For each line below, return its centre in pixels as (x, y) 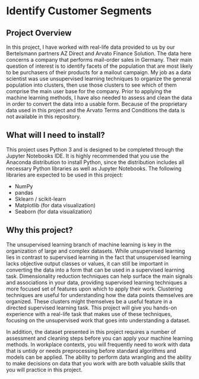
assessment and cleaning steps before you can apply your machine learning (99, 338)
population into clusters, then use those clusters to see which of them (91, 85)
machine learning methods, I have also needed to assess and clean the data (99, 97)
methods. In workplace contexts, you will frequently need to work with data (98, 344)
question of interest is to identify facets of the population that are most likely (99, 66)
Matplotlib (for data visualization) (55, 205)
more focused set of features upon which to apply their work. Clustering (94, 289)
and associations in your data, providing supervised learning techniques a (97, 282)
